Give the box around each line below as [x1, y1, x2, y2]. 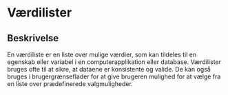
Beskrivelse [7, 32, 59, 44]
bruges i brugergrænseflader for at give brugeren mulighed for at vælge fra [7, 72, 221, 81]
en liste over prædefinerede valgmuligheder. [7, 80, 133, 87]
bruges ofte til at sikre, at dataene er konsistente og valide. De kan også [7, 65, 211, 73]
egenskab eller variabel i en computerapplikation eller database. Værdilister [7, 58, 222, 66]
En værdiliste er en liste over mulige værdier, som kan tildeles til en [7, 50, 197, 59]
